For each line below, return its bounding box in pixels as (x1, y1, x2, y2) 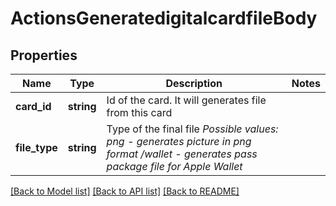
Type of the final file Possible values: (106, 122, 279, 136)
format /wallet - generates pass (106, 147, 258, 161)
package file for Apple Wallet (106, 160, 243, 173)
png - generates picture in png (106, 135, 252, 148)
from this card (106, 106, 173, 119)
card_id (15, 100, 52, 113)
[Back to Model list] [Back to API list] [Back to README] (10, 185, 240, 197)
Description (165, 77, 223, 90)
